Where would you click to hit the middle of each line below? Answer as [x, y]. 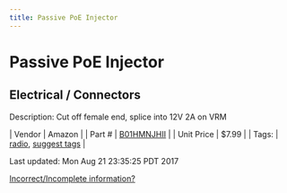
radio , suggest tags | [48, 144]
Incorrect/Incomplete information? [73, 178]
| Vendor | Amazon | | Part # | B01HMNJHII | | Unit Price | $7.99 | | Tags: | [144, 134]
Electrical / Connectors [75, 95]
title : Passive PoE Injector [64, 18]
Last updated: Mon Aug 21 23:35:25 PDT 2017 [94, 161]
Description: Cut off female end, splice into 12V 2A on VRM [118, 117]
